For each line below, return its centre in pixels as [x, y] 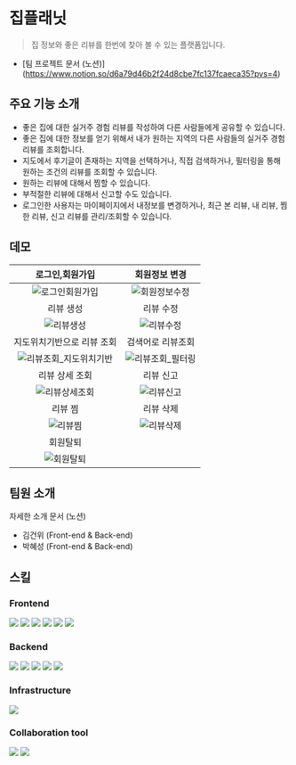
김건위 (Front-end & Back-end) [77, 535]
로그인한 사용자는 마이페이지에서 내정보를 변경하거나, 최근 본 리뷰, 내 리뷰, [150, 205]
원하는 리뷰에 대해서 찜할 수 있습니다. [86, 183]
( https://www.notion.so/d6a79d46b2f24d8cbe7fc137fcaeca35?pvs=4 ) [151, 73]
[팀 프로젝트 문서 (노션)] [63, 63]
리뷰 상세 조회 [66, 375]
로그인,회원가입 [65, 275]
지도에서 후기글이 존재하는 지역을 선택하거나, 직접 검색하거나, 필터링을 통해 [152, 160]
